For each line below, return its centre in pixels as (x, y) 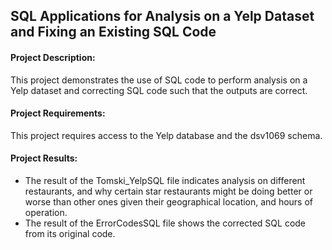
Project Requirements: (58, 113)
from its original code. (70, 233)
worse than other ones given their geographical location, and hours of (169, 202)
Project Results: (44, 158)
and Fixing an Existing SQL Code (113, 32)
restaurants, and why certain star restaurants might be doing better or (168, 191)
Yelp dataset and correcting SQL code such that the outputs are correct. (159, 90)
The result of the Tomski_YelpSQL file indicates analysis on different (165, 180)
